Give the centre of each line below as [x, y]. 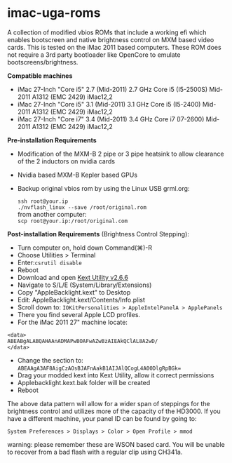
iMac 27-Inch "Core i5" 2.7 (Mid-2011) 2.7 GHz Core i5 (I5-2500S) [112, 89]
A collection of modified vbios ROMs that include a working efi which [107, 32]
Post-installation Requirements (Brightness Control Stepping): [98, 234]
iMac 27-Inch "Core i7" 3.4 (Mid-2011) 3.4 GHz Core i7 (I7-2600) [111, 119]
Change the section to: [50, 360]
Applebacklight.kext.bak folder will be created [84, 382]
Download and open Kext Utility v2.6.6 [73, 277]
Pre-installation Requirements [52, 140]
